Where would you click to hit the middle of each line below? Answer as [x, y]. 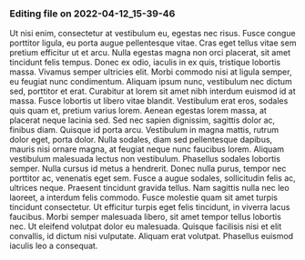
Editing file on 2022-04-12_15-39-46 [92, 14]
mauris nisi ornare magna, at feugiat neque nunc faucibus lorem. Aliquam [147, 149]
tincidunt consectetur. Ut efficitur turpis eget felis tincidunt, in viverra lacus [150, 207]
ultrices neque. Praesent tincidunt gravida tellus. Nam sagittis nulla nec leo [149, 188]
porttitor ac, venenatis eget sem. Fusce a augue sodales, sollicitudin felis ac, [152, 178]
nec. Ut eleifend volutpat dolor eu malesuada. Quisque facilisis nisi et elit [146, 226]
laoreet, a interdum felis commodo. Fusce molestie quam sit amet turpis [143, 197]
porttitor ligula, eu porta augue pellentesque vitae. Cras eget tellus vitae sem [153, 43]
